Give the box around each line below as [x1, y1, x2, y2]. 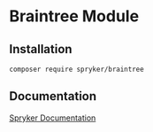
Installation [9, 42, 73, 57]
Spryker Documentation [9, 113, 96, 123]
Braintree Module [9, 6, 140, 27]
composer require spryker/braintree [9, 65, 144, 74]
